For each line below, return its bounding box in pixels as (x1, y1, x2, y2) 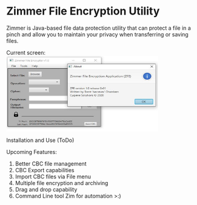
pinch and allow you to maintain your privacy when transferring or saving (6, 30, 189, 38)
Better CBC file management (15, 160, 87, 167)
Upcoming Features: (6, 148, 58, 155)
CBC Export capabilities (15, 166, 75, 173)
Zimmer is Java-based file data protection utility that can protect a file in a (6, 24, 191, 32)
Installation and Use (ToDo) (6, 136, 75, 144)
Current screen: (6, 49, 46, 56)
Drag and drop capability (15, 186, 78, 193)
